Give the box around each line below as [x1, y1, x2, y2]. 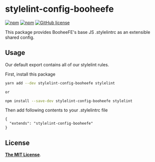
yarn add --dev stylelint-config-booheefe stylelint [5, 81, 115, 85]
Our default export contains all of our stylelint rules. [5, 61, 109, 67]
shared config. [5, 34, 35, 40]
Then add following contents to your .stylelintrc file [5, 107, 108, 113]
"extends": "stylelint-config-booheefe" [9, 121, 93, 126]
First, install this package [5, 71, 55, 77]
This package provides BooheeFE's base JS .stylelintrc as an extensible [5, 29, 151, 35]
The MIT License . [5, 152, 41, 158]
